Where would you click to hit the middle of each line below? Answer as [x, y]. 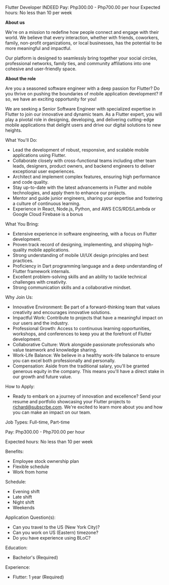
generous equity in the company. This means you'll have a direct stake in [88, 371]
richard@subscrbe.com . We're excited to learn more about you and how [88, 407]
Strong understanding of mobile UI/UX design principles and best [80, 255]
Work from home [30, 472]
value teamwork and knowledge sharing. [55, 350]
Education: [16, 548]
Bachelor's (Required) [35, 557]
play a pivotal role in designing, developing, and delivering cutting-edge [80, 120]
